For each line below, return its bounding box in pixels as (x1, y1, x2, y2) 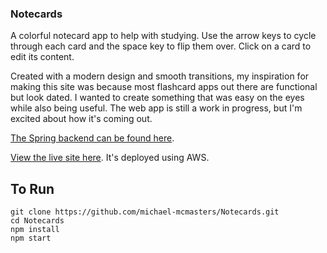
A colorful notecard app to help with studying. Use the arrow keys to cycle (10, 30, 317, 42)
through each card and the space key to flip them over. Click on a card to (10, 40, 312, 52)
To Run (10, 180, 55, 197)
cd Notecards (10, 216, 65, 226)
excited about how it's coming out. (10, 113, 153, 125)
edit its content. (10, 51, 75, 63)
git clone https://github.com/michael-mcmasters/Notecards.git (10, 207, 280, 217)
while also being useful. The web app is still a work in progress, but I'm (10, 102, 303, 114)
